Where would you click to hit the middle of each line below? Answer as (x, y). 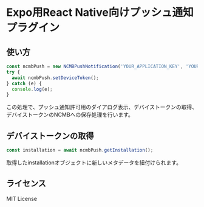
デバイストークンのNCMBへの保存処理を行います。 (70, 115)
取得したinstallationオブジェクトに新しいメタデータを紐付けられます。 (94, 163)
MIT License (22, 198)
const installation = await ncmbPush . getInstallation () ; (80, 150)
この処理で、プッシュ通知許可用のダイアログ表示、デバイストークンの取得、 (102, 107)
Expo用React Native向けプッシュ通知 (100, 12)
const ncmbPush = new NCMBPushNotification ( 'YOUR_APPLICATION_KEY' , (95, 66)
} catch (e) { (24, 83)
